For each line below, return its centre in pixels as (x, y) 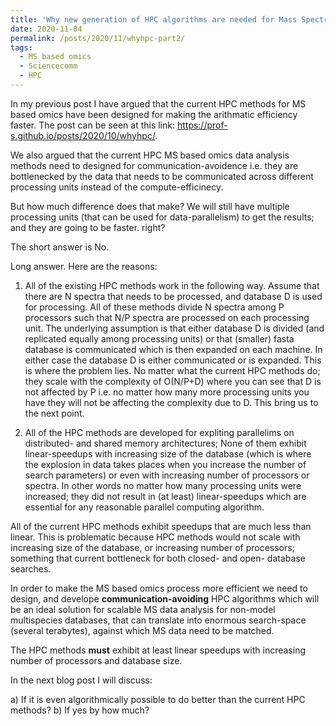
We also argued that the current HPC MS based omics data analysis (150, 155)
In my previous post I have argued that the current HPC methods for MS (158, 103)
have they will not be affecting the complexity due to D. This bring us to (171, 402)
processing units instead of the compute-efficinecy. (117, 187)
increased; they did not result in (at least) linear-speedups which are (165, 496)
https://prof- (202, 125)
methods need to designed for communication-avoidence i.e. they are (154, 165)
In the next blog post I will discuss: (81, 680)
